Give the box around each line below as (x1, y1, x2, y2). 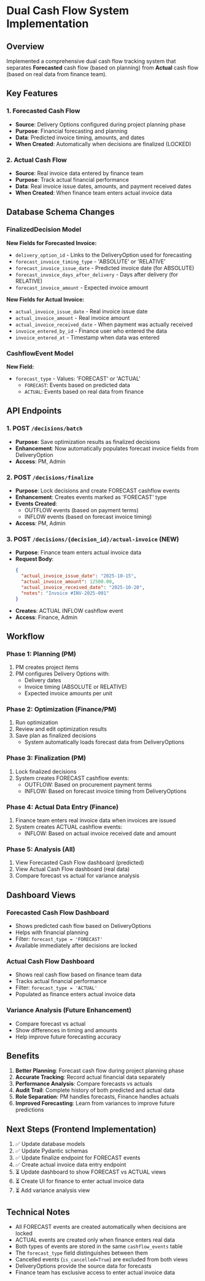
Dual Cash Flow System (6, 4, 130, 18)
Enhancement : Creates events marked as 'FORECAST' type (15, 493, 167, 500)
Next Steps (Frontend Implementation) (6, 1124, 157, 1134)
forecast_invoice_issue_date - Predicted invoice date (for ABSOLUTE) (15, 264, 195, 271)
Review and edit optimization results (15, 725, 107, 733)
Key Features (6, 88, 58, 99)
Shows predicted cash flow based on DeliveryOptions (15, 922, 152, 930)
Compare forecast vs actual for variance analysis (15, 872, 140, 879)
